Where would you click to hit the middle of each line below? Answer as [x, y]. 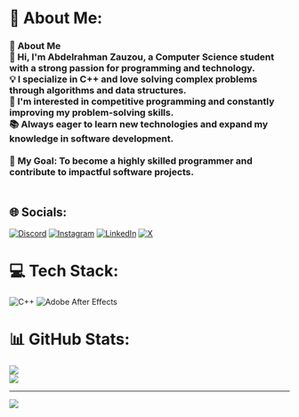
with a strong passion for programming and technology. [132, 68]
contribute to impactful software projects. [101, 172]
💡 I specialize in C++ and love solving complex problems [133, 79]
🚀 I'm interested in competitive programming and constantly [142, 101]
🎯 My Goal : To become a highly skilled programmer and [131, 161]
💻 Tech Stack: [64, 271]
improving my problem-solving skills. [92, 113]
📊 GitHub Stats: [70, 339]
